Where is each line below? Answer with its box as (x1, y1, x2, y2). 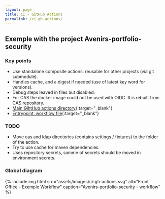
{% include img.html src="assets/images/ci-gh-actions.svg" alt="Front (5, 178, 149, 184)
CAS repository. (12, 100, 44, 106)
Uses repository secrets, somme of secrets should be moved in (12, 150, 141, 156)
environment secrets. (12, 155, 56, 161)
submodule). (12, 74, 38, 80)
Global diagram (5, 167, 43, 174)
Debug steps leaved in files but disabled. (12, 89, 95, 95)
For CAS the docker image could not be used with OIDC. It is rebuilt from (12, 95, 160, 101)
